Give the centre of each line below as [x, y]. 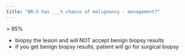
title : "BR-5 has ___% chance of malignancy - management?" [83, 12]
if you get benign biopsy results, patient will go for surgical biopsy [97, 46]
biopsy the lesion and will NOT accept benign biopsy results [89, 40]
